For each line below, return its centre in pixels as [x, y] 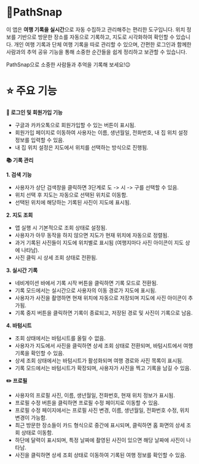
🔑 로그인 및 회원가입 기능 [35, 112]
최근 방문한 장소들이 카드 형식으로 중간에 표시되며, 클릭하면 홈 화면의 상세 [100, 425]
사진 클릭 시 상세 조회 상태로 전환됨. [56, 257]
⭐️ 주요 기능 [32, 91]
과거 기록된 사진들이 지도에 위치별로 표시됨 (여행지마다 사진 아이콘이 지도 [99, 242]
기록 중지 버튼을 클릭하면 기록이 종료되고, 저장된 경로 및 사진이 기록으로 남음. [104, 312]
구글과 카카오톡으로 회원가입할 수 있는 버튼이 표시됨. [75, 125]
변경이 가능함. [31, 417]
